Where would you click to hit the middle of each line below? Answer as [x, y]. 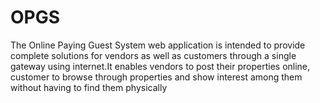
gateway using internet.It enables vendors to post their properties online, [160, 66]
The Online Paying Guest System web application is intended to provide [158, 45]
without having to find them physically [89, 87]
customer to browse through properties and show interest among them [156, 77]
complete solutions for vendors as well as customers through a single [153, 55]
